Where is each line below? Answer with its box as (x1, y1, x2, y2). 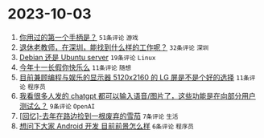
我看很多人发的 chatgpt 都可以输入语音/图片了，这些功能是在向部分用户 (19, 91, 257, 100)
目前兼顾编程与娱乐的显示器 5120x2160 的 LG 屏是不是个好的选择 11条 (19, 72, 250, 82)
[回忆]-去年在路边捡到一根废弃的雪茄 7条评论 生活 (19, 111, 179, 120)
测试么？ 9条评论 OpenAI (19, 101, 96, 111)
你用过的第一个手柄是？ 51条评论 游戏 (19, 32, 138, 42)
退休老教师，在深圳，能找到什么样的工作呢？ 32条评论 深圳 (19, 42, 209, 52)
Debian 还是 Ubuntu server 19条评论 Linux (19, 52, 156, 62)
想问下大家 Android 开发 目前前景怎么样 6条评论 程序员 (19, 121, 194, 131)
